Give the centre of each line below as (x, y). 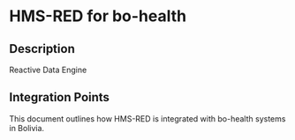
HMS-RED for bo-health (98, 16)
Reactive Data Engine (48, 70)
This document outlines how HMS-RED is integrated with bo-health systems (147, 118)
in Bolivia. (27, 128)
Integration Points (60, 97)
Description (42, 49)
